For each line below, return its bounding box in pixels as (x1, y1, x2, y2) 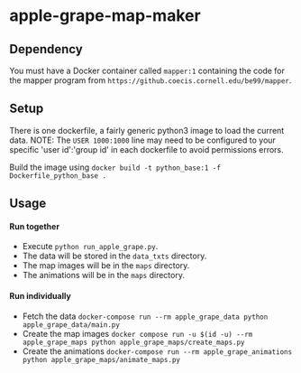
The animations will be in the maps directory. (22, 270, 185, 281)
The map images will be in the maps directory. (22, 260, 190, 271)
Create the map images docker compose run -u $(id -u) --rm (22, 328, 253, 339)
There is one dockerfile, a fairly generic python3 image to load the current (9, 125, 285, 135)
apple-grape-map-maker (9, 5, 201, 26)
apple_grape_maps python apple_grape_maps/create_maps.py (22, 338, 245, 347)
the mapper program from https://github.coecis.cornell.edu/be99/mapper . (9, 75, 292, 86)
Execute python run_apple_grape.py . (22, 241, 159, 252)
